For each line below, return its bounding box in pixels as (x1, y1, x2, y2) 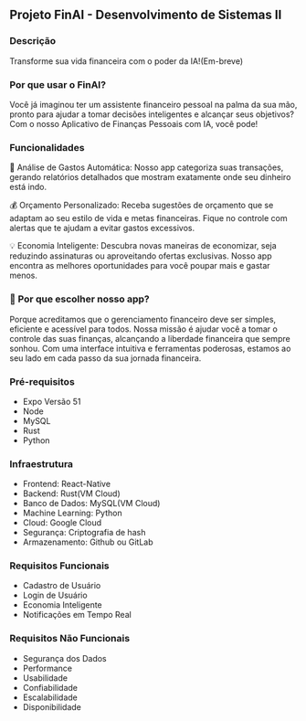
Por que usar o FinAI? (9, 78, 107, 90)
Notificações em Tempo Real (22, 610, 132, 620)
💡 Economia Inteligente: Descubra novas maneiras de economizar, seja (9, 240, 277, 251)
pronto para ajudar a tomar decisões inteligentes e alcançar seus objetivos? (9, 109, 295, 120)
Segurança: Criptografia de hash (22, 527, 146, 538)
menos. (9, 270, 38, 281)
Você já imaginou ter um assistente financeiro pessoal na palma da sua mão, (9, 99, 298, 110)
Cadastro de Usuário (22, 580, 101, 591)
